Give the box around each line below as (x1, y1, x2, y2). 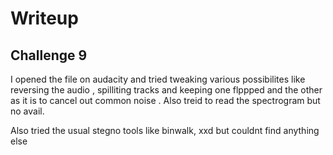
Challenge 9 (10, 47, 88, 64)
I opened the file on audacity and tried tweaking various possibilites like (10, 73, 306, 85)
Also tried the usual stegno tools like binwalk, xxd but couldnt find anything (10, 125, 320, 136)
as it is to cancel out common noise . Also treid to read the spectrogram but (10, 95, 321, 106)
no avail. (10, 105, 45, 117)
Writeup (10, 7, 79, 30)
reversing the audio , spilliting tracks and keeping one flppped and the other (10, 84, 323, 96)
